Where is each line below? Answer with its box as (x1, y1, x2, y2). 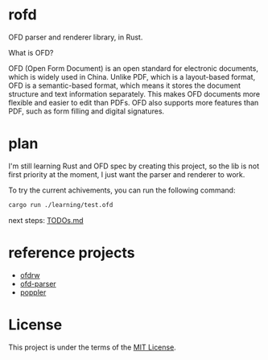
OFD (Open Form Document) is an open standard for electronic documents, (8, 63, 259, 73)
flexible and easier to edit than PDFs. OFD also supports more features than (8, 97, 259, 107)
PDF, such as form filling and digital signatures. (8, 106, 165, 116)
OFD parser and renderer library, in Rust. (8, 32, 143, 42)
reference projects (8, 243, 135, 262)
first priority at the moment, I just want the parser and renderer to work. (8, 169, 245, 179)
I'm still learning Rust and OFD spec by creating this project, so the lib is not (8, 161, 260, 171)
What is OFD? (8, 48, 54, 57)
